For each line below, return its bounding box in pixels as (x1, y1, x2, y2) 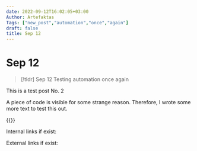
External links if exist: (6, 140, 58, 147)
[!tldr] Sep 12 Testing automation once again (20, 76, 129, 83)
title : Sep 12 (6, 31, 42, 37)
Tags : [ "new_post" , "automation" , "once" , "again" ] (6, 20, 129, 25)
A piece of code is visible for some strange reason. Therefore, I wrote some (6, 99, 191, 106)
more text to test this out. (6, 105, 68, 113)
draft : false (6, 25, 39, 31)
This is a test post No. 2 (6, 87, 64, 95)
